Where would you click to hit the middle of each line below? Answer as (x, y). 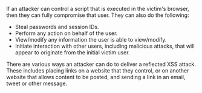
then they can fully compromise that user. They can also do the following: (98, 15)
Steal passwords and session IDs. (57, 27)
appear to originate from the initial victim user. (72, 53)
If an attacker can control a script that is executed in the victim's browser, (98, 9)
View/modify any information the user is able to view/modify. (91, 40)
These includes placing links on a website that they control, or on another (98, 71)
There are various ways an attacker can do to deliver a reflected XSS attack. (101, 64)
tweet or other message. (37, 83)
